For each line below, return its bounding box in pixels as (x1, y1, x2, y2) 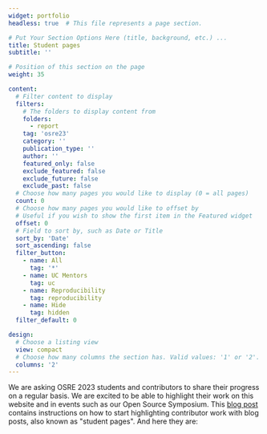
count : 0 (15, 197, 45, 205)
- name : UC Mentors (22, 271, 88, 279)
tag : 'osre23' (22, 130, 70, 138)
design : (8, 331, 34, 339)
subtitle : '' (8, 49, 52, 57)
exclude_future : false (22, 174, 99, 183)
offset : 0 (15, 219, 48, 227)
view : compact (15, 346, 63, 354)
